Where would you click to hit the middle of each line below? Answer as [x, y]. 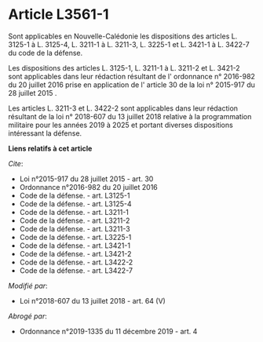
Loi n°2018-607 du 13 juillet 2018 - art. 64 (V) [93, 300]
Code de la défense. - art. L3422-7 [76, 270]
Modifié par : [28, 286]
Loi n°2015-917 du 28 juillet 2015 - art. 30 [86, 179]
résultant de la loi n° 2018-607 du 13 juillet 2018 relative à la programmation [130, 116]
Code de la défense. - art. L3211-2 [75, 220]
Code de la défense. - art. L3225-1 [75, 237]
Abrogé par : [27, 316]
